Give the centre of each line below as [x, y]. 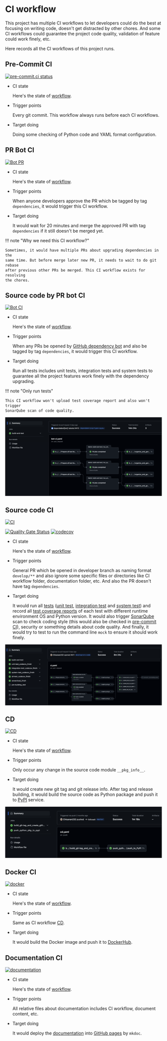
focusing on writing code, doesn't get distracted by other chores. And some [83, 28]
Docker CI [21, 872]
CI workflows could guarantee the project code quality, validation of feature [83, 33]
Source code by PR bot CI [45, 295]
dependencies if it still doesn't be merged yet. [58, 231]
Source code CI [29, 510]
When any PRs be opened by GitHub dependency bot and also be [80, 346]
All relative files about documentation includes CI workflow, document [84, 1008]
